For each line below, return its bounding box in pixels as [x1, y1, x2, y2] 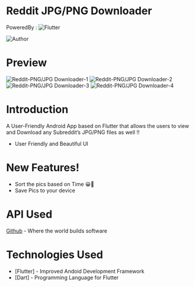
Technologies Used [6, 248, 104, 262]
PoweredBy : [6, 24, 37, 31]
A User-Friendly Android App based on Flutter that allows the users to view [6, 122, 190, 129]
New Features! [6, 161, 80, 174]
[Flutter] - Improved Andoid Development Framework [14, 267, 145, 275]
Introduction [6, 103, 69, 116]
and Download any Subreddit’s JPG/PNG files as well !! [6, 129, 140, 136]
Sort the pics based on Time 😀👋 [14, 180, 95, 187]
